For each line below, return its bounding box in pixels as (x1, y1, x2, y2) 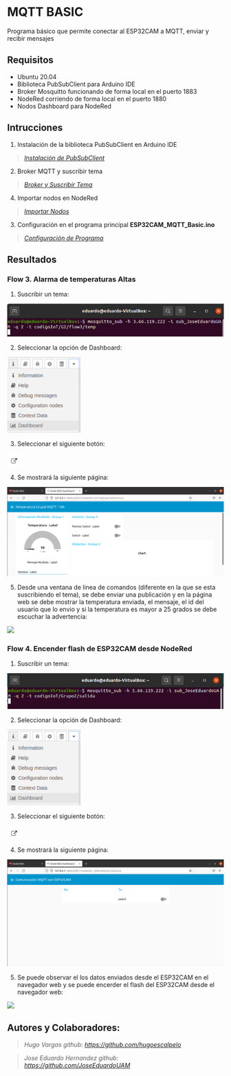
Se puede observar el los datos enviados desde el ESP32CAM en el (16, 973, 209, 982)
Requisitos (7, 54, 54, 66)
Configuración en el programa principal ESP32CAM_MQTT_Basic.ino (16, 220, 215, 228)
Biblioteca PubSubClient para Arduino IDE (16, 80, 135, 88)
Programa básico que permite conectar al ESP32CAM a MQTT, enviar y (7, 27, 210, 35)
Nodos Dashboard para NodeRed (16, 101, 112, 110)
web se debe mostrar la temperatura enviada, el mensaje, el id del (16, 598, 204, 606)
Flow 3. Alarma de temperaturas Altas (7, 274, 136, 283)
